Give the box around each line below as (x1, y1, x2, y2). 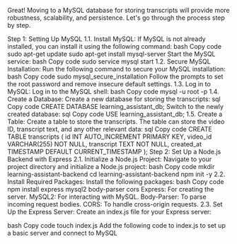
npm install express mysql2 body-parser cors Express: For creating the (7, 185, 214, 193)
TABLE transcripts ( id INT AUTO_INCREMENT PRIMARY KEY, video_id (7, 132, 212, 141)
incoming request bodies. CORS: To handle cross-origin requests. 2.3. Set (7, 200, 223, 208)
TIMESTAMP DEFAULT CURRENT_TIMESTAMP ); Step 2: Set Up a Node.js (7, 148, 221, 156)
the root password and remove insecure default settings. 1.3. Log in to (7, 80, 211, 88)
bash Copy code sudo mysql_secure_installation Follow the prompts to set (7, 72, 224, 81)
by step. (7, 21, 31, 29)
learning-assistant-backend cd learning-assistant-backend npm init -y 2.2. (7, 170, 226, 178)
